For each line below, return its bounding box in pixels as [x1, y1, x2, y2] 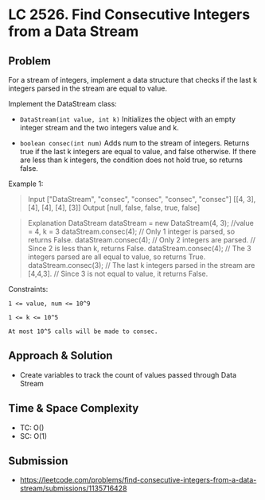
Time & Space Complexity [8, 401, 139, 415]
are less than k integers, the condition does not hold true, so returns [19, 155, 243, 165]
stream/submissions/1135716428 [19, 483, 127, 494]
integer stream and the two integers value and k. [19, 123, 179, 132]
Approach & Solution [8, 349, 113, 362]
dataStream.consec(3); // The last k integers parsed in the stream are [27, 261, 255, 269]
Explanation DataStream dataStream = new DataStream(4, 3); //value [27, 219, 255, 227]
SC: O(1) [19, 431, 48, 440]
